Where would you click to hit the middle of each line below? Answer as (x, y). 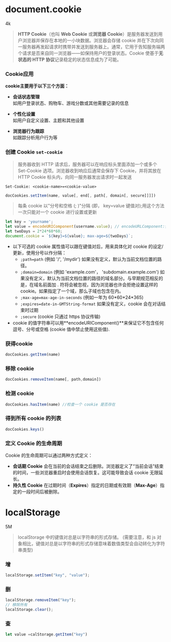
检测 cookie (20, 393)
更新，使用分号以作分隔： (39, 253)
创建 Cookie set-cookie (34, 152)
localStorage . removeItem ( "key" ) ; (41, 600)
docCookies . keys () (25, 429)
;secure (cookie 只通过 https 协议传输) (60, 316)
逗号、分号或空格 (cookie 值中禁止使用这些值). (61, 329)
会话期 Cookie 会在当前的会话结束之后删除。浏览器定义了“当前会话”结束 (88, 466)
